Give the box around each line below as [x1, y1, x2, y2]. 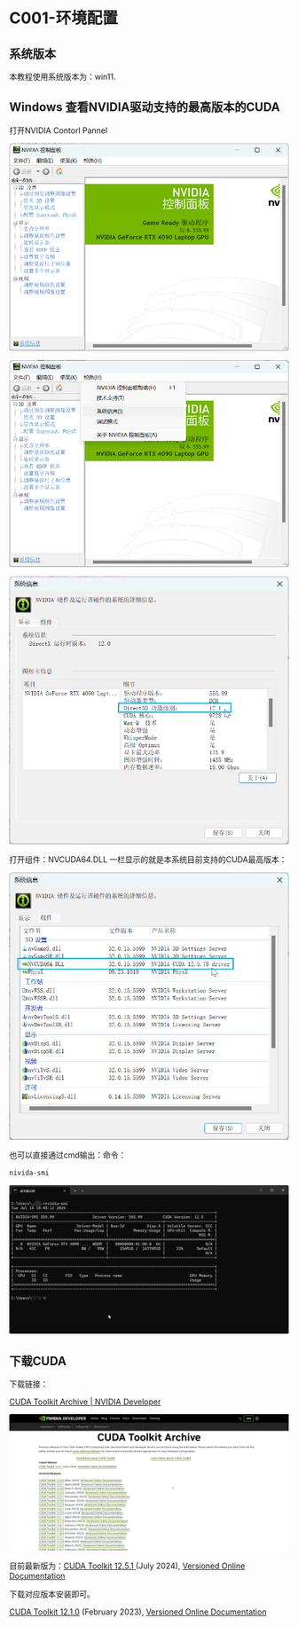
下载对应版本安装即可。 [9, 1589, 95, 1599]
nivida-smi [9, 1168, 50, 1177]
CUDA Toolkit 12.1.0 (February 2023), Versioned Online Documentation [9, 1606, 267, 1617]
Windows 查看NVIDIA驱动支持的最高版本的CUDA [9, 99, 281, 115]
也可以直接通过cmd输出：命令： [9, 1150, 127, 1160]
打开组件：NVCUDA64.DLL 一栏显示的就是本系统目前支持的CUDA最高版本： [9, 853, 287, 865]
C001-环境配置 [9, 8, 118, 28]
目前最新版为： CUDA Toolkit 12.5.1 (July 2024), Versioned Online [9, 1560, 246, 1571]
